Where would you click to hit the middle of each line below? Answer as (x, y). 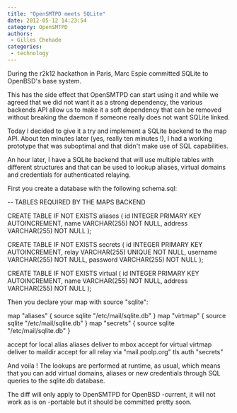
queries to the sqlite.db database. (56, 380)
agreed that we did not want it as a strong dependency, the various (105, 102)
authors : (20, 34)
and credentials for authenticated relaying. (69, 175)
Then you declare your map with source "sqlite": (78, 302)
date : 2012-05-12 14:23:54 (47, 21)
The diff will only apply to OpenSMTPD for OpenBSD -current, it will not (111, 394)
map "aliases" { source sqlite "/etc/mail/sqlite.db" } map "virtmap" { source (117, 315)
